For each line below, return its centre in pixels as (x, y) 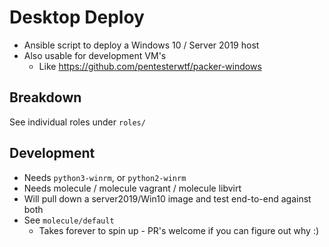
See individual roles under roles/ (77, 122)
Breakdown (45, 97)
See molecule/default (69, 220)
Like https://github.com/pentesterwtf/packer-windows (150, 66)
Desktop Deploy (77, 17)
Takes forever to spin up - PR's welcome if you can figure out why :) (179, 230)
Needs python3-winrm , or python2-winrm (105, 177)
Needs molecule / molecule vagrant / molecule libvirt (132, 188)
